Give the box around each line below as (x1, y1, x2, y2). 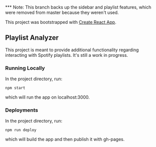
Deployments (5, 107, 38, 114)
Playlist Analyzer (5, 33, 59, 42)
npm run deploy (5, 128, 37, 133)
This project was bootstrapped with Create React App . (5, 19, 117, 25)
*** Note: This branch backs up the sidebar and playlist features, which (5, 4, 152, 10)
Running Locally (5, 64, 45, 71)
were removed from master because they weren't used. (5, 9, 119, 15)
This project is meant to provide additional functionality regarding (5, 47, 139, 53)
